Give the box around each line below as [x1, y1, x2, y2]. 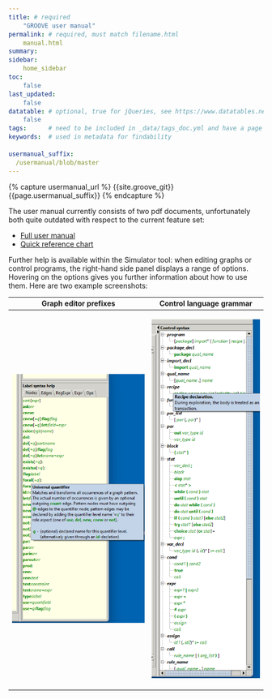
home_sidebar [23, 65, 67, 73]
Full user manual [19, 230, 75, 240]
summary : [8, 47, 38, 56]
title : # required [8, 13, 70, 21]
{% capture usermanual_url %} [8, 182, 112, 191]
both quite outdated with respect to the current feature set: [8, 215, 205, 225]
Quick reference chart [19, 239, 94, 249]
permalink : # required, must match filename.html [8, 30, 180, 38]
